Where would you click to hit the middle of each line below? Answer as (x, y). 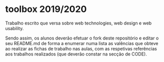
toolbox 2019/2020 (46, 9)
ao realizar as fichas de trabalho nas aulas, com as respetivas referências (81, 48)
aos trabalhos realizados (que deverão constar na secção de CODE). (76, 54)
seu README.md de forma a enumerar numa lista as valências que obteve (82, 43)
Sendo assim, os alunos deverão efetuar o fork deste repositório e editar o (82, 38)
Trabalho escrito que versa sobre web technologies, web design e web (78, 23)
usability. (15, 28)
